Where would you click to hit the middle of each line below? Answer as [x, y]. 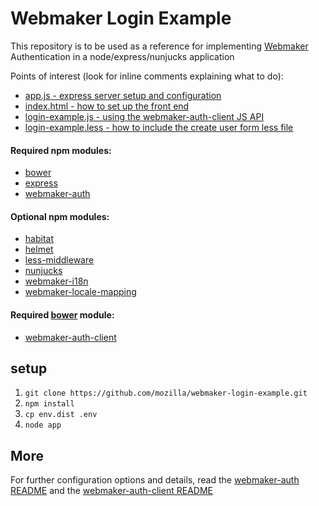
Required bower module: [62, 314]
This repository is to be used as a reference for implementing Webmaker [159, 46]
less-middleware [59, 260]
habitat [39, 239]
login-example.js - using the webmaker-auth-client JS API [144, 116]
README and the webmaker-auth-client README [111, 491]
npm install [49, 404]
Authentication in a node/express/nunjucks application [122, 56]
